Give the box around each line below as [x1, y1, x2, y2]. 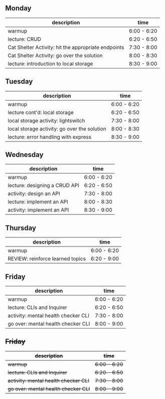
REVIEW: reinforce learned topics [8, 255, 86, 262]
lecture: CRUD [8, 35, 42, 42]
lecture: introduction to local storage [8, 60, 93, 67]
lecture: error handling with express [8, 133, 92, 140]
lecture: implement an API [8, 198, 69, 205]
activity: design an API [8, 190, 60, 197]
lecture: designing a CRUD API [8, 182, 79, 189]
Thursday [5, 223, 37, 232]
